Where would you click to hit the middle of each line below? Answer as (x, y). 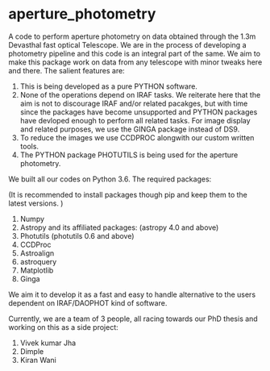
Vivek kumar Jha (48, 343)
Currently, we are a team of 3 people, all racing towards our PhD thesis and (133, 319)
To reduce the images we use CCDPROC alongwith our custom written (137, 137)
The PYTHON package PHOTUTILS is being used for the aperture (129, 155)
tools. (29, 146)
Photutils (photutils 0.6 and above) (77, 236)
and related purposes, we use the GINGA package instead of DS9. (130, 129)
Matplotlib (37, 270)
